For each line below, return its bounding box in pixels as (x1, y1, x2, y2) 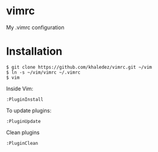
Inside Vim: (6, 85, 34, 92)
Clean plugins (6, 129, 40, 136)
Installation (6, 45, 63, 58)
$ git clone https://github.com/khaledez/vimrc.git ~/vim (6, 64, 152, 70)
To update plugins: (6, 107, 52, 114)
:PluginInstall (6, 96, 44, 102)
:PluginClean (6, 140, 38, 146)
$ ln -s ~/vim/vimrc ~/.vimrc (6, 69, 81, 75)
